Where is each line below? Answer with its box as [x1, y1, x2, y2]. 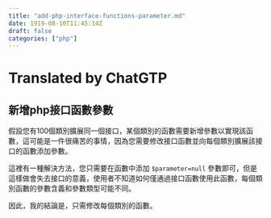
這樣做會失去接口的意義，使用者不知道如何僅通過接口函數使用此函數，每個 [8, 174, 256, 183]
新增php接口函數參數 [8, 103, 114, 117]
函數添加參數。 [22, 146, 73, 156]
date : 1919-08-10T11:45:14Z [8, 19, 103, 27]
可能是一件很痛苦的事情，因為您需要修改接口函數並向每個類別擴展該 [29, 136, 256, 146]
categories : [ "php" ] [8, 34, 78, 43]
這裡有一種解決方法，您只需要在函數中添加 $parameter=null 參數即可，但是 [8, 163, 258, 174]
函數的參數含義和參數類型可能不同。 [15, 183, 135, 194]
